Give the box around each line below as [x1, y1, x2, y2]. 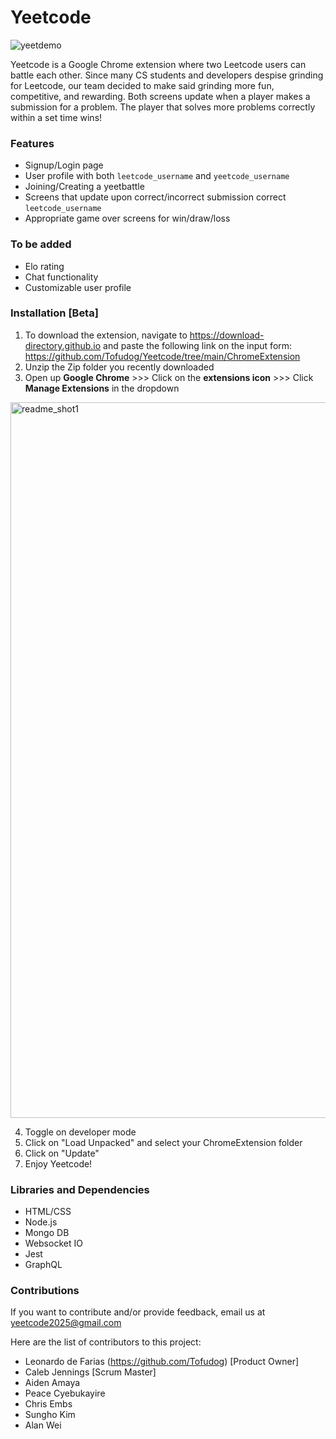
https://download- [189, 329, 265, 341]
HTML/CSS [24, 1206, 72, 1218]
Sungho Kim [24, 1409, 76, 1421]
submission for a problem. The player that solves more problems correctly [10, 101, 316, 113]
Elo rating [24, 260, 65, 272]
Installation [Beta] [10, 306, 99, 320]
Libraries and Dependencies [10, 1182, 150, 1196]
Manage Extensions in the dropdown [24, 382, 180, 394]
